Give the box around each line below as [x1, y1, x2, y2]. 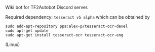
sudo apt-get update [5, 28, 49, 33]
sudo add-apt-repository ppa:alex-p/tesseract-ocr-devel [5, 24, 128, 29]
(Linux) [5, 41, 20, 47]
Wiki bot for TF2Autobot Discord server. [5, 5, 89, 10]
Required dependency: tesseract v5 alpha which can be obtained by [5, 14, 150, 20]
